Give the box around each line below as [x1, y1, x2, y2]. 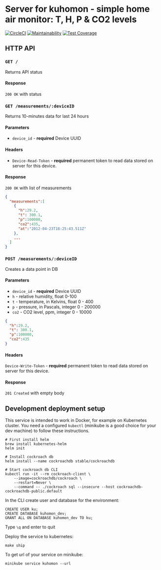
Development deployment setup [5, 404, 105, 413]
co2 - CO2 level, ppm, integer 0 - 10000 [12, 309, 92, 315]
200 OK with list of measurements [5, 185, 72, 191]
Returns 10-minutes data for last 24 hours [5, 113, 89, 119]
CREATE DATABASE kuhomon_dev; [5, 511, 67, 516]
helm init [5, 446, 25, 451]
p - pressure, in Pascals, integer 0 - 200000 [12, 304, 101, 310]
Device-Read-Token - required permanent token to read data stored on [12, 157, 153, 163]
